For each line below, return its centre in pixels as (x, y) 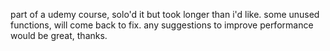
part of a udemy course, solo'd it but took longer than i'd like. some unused (165, 14)
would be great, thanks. (59, 35)
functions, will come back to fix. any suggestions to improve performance (162, 25)
